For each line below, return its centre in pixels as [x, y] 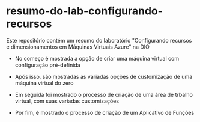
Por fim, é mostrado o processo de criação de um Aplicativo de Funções [105, 112]
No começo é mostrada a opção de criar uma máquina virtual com [97, 58]
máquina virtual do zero [44, 83]
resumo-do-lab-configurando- [85, 11]
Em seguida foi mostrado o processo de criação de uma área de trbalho [104, 94]
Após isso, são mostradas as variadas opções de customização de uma [104, 76]
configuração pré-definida [47, 65]
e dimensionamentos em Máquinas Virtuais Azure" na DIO [78, 47]
